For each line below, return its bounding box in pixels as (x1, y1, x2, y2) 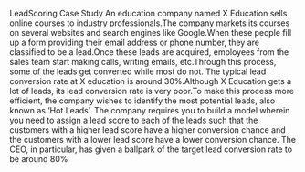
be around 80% (9, 154, 68, 164)
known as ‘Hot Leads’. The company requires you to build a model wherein (9, 105, 290, 115)
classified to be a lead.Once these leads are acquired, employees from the (9, 47, 289, 58)
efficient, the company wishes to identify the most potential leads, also (9, 95, 276, 106)
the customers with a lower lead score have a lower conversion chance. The (9, 134, 297, 145)
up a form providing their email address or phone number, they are (9, 37, 260, 48)
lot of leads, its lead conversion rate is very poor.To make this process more (9, 86, 295, 96)
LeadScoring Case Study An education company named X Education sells (9, 8, 288, 18)
